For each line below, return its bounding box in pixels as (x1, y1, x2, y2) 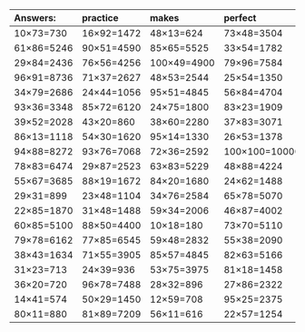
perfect (223, 12, 257, 24)
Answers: (14, 12, 56, 24)
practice (81, 12, 119, 24)
